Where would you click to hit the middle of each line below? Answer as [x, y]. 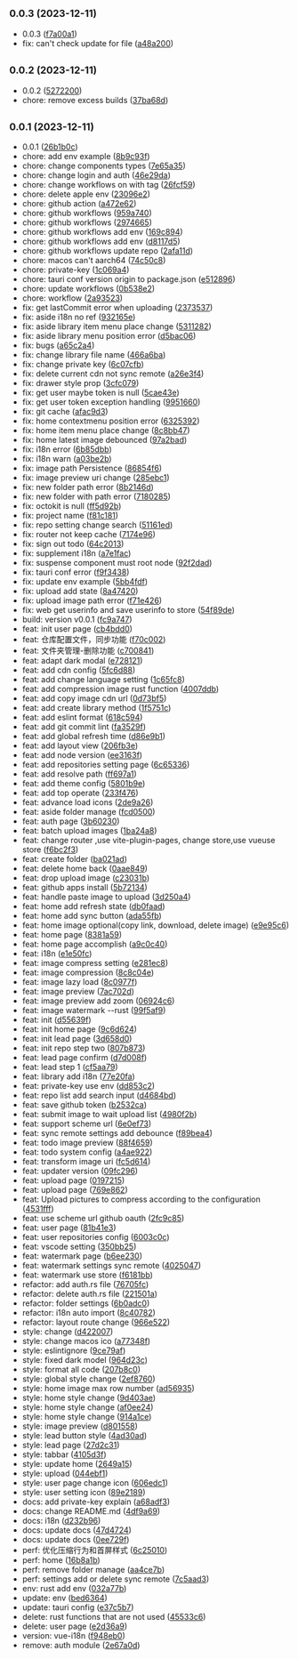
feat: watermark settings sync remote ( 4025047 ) [112, 1266]
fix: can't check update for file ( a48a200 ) [98, 43]
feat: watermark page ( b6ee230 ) [82, 1256]
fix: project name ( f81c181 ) [70, 516]
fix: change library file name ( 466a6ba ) [94, 355]
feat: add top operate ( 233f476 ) [81, 793]
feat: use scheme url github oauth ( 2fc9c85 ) [103, 1219]
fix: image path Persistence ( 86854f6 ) [92, 468]
